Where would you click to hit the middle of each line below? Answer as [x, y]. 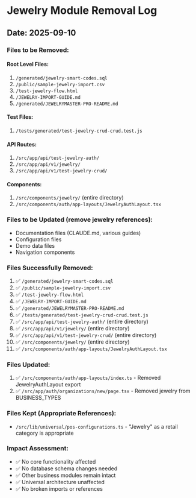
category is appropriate [44, 433]
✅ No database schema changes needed [66, 468]
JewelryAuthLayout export [48, 385]
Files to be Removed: [38, 50]
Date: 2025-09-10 [41, 33]
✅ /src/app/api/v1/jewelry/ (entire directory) [72, 328]
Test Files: [20, 117]
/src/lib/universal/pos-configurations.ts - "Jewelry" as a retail [96, 426]
